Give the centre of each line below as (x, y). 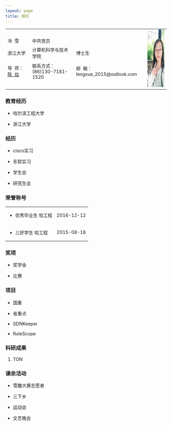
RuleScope (24, 333)
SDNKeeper (25, 324)
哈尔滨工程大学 (28, 113)
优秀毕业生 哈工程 (34, 216)
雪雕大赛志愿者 (28, 386)
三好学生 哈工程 (31, 232)
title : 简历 (17, 16)
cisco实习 (23, 151)
